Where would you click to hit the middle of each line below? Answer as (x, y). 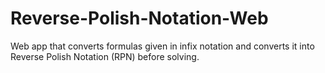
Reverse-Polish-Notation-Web (139, 18)
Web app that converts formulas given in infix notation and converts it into (162, 46)
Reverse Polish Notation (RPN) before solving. (105, 56)
